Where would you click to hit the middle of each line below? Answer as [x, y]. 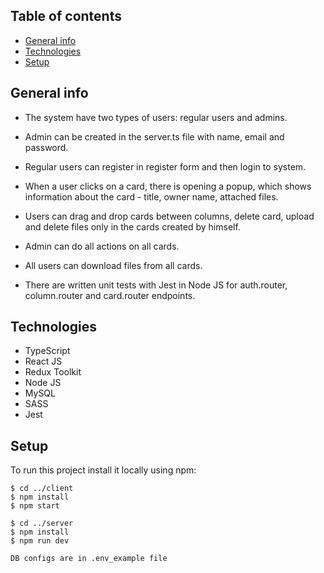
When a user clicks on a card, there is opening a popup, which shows [168, 186]
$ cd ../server [42, 524]
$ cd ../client [42, 489]
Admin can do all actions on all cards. [102, 246]
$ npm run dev [40, 541]
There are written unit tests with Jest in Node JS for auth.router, [156, 285]
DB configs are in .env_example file [89, 559]
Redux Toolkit [53, 372]
